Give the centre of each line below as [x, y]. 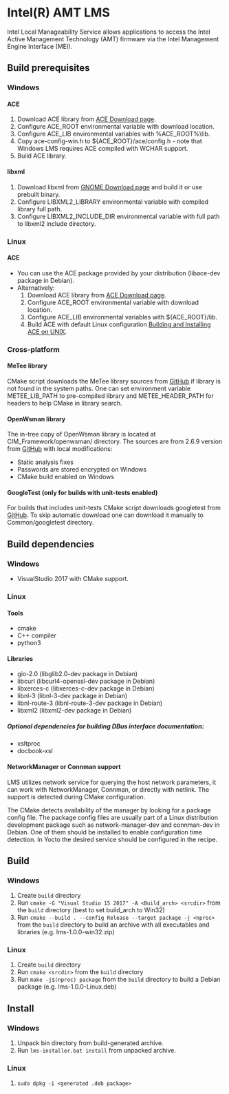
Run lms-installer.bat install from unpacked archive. [97, 1051]
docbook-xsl [35, 751]
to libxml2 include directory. [56, 223]
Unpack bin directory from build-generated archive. [90, 1043]
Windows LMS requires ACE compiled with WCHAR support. [102, 149]
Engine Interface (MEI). [40, 46]
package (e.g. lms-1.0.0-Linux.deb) [67, 987]
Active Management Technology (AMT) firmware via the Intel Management [113, 39]
